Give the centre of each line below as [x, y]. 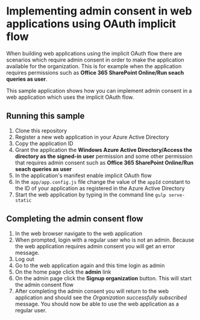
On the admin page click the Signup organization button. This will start [103, 278]
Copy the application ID [44, 143]
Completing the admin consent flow [75, 219]
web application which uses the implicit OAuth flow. [70, 97]
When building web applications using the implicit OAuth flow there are [94, 53]
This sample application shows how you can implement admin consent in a [99, 90]
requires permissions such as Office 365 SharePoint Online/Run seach [95, 72]
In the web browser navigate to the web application [79, 233]
